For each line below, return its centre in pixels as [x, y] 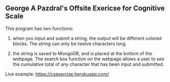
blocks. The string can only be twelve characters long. [70, 44]
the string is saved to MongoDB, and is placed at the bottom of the [82, 53]
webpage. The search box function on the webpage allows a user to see [88, 59]
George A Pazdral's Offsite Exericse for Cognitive [85, 8]
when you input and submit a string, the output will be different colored [87, 38]
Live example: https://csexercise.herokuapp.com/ [57, 74]
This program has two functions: [39, 28]
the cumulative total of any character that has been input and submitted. [88, 64]
